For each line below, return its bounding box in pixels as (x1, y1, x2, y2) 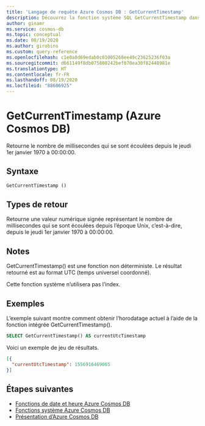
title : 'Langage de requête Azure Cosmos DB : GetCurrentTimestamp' (6, 9, 184, 15)
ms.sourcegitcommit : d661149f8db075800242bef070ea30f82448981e (6, 60, 171, 66)
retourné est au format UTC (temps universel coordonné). (6, 269, 151, 276)
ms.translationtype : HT (6, 65, 67, 72)
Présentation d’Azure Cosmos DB (15, 413, 99, 421)
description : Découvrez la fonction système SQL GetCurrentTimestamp (6, 15, 187, 21)
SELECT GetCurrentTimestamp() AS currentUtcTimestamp (6, 333, 146, 339)
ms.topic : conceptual (6, 32, 62, 38)
